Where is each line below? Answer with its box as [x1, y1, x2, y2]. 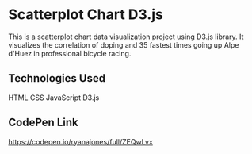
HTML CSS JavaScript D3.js [8, 93, 100, 102]
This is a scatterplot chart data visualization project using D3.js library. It [8, 32, 244, 41]
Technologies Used [8, 71, 105, 85]
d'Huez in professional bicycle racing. [8, 48, 132, 58]
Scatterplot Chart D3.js [8, 6, 164, 24]
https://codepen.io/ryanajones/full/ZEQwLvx [8, 137, 153, 146]
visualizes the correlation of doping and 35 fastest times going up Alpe [8, 40, 239, 49]
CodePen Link [8, 116, 78, 129]
